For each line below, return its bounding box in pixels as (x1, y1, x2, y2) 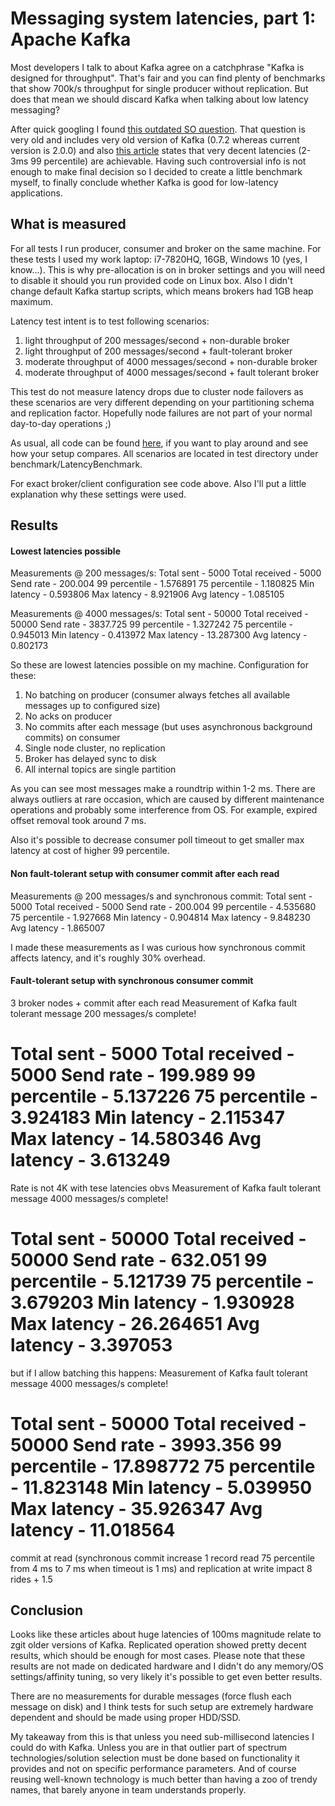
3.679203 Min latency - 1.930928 (10, 1291, 295, 1314)
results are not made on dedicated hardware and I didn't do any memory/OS (10, 1660, 324, 1672)
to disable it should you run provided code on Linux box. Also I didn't (10, 274, 293, 286)
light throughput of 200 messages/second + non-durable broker (24, 334, 290, 346)
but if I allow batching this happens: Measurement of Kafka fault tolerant (10, 1367, 308, 1379)
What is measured (10, 216, 127, 233)
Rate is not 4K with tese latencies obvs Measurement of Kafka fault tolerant (10, 1182, 322, 1194)
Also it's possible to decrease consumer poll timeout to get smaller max (10, 834, 305, 846)
